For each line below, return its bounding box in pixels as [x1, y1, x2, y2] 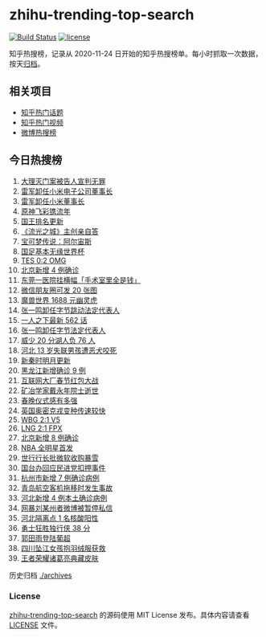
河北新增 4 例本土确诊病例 [20, 492, 108, 503]
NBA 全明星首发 [20, 443, 74, 452]
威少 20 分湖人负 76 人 [20, 335, 96, 345]
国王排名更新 [20, 216, 63, 226]
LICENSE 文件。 [9, 620, 63, 630]
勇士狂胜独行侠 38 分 [20, 523, 91, 533]
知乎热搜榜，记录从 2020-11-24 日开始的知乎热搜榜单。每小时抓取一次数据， [9, 48, 263, 58]
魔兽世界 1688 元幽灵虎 [20, 295, 98, 304]
